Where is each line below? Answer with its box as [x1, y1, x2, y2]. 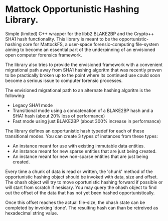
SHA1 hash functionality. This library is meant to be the [5, 36, 118, 42]
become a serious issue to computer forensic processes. [5, 77, 123, 83]
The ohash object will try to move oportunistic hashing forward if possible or [5, 179, 163, 185]
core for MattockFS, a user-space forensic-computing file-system [22, 41, 159, 47]
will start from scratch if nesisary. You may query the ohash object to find [5, 184, 157, 190]
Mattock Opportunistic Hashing [5, 3, 139, 15]
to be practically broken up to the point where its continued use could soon [5, 72, 160, 78]
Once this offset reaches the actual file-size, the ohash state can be [5, 199, 145, 205]
